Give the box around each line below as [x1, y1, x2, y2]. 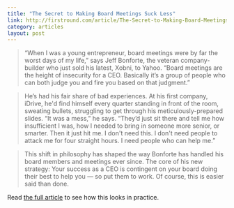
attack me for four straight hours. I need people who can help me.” [24, 137, 216, 145]
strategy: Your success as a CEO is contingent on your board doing [24, 165, 218, 173]
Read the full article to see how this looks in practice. [7, 193, 159, 202]
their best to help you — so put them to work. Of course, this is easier [24, 172, 224, 181]
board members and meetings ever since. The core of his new [24, 158, 203, 166]
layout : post [7, 29, 45, 37]
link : [7, 17, 23, 24]
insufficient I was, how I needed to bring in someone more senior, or [24, 121, 220, 130]
